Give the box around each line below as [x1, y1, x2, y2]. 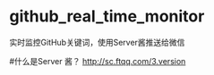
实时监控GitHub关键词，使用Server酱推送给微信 [9, 37, 185, 47]
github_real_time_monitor [9, 6, 205, 27]
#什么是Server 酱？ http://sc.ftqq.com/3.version [9, 55, 186, 66]
